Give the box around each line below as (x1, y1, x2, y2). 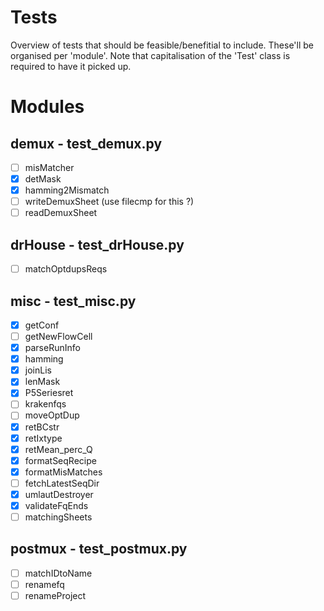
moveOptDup (24, 409, 80, 421)
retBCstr (24, 421, 60, 433)
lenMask (24, 376, 61, 388)
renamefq (24, 578, 65, 590)
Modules (10, 96, 85, 118)
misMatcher (24, 161, 75, 173)
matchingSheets (24, 511, 93, 523)
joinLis (24, 364, 52, 376)
